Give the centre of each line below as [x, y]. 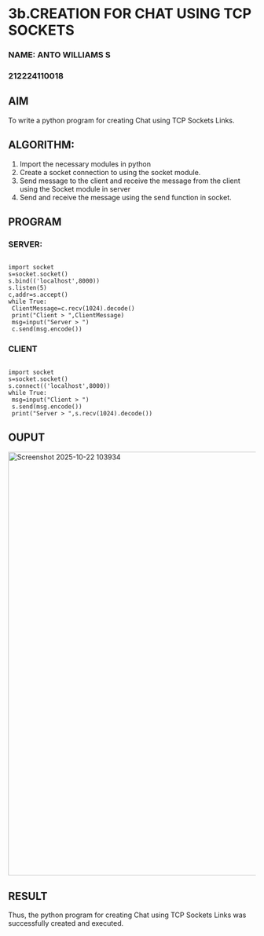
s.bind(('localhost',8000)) [54, 281]
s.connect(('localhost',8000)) [59, 386]
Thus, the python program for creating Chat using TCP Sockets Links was [127, 915]
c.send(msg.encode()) [47, 329]
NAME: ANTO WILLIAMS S [60, 55]
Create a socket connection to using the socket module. [110, 172]
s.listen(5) [27, 288]
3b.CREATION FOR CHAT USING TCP [130, 14]
